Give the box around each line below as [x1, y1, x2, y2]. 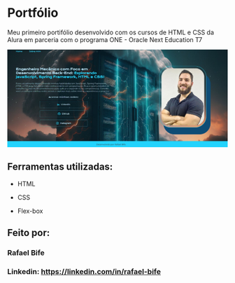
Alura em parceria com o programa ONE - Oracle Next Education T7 [7, 35, 203, 43]
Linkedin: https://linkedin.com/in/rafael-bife [7, 266, 161, 276]
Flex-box [17, 207, 43, 215]
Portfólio [7, 5, 59, 21]
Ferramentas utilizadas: [7, 161, 113, 173]
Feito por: [7, 227, 50, 239]
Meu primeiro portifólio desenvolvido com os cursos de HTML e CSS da [7, 28, 215, 36]
